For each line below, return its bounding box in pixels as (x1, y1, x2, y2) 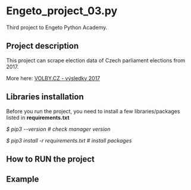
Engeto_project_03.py (6, 4, 118, 18)
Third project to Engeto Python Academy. (6, 24, 108, 31)
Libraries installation (6, 92, 84, 102)
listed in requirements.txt (6, 114, 70, 121)
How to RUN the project (6, 154, 95, 164)
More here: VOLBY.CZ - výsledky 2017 (6, 74, 101, 81)
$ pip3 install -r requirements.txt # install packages (6, 137, 132, 144)
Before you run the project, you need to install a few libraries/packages (6, 107, 180, 115)
